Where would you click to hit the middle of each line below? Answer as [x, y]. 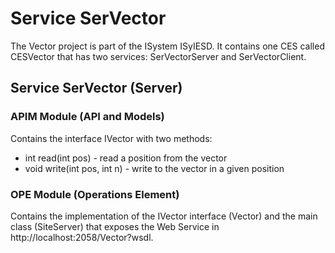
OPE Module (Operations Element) [95, 194]
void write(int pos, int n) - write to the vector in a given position [154, 168]
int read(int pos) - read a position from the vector [126, 158]
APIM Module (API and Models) [87, 117]
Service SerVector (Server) [96, 88]
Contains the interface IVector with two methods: [111, 138]
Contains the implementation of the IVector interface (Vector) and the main [164, 216]
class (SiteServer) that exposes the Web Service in [115, 226]
